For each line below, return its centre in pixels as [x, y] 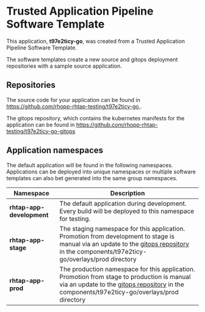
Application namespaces [55, 151]
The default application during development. [123, 203]
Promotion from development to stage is [117, 236]
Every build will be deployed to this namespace [127, 211]
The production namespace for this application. [127, 269]
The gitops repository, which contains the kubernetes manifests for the [95, 118]
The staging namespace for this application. [122, 228]
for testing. [75, 219]
